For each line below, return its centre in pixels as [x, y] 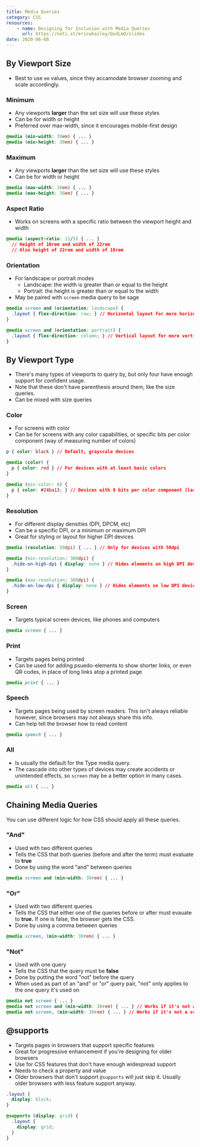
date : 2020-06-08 [28, 39]
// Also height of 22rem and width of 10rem [68, 250]
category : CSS [24, 17]
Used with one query [40, 965]
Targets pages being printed [49, 659]
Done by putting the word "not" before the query [74, 977]
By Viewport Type [40, 360]
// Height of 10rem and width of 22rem [61, 245]
